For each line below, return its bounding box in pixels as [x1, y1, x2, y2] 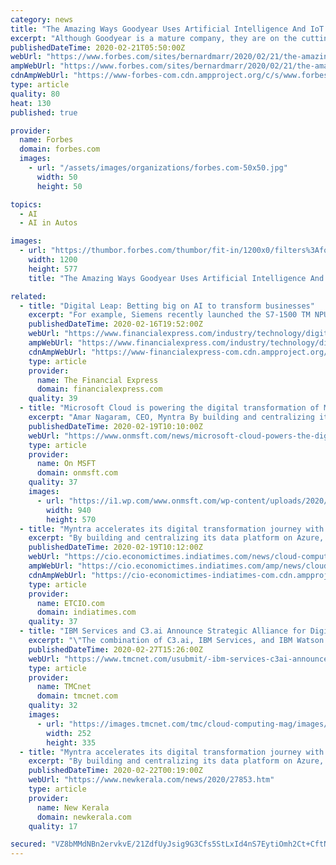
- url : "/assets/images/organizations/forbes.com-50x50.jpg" [28, 163, 288, 173]
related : [10, 291, 47, 301]
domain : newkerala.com [36, 812, 132, 822]
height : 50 [36, 181, 83, 191]
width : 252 [46, 728, 92, 738]
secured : [10, 839, 47, 850]
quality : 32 [28, 701, 78, 711]
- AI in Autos [19, 218, 78, 228]
